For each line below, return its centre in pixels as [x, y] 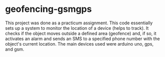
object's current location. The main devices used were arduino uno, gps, [80, 44]
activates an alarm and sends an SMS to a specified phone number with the [82, 39]
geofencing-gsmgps [48, 9]
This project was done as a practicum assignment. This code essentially [79, 23]
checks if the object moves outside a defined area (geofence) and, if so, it [81, 33]
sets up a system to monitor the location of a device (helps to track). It [77, 28]
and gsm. [15, 49]
